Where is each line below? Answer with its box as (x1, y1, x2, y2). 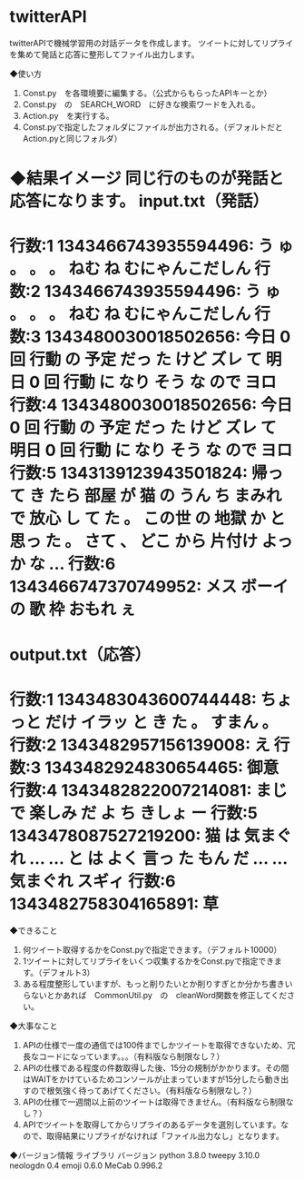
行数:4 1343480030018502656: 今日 (9, 395, 293, 415)
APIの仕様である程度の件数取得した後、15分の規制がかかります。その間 (22, 1063, 289, 1074)
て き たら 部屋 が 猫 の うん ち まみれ (9, 486, 282, 506)
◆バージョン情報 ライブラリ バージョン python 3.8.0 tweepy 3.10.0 (9, 1150, 260, 1161)
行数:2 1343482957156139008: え (9, 734, 270, 755)
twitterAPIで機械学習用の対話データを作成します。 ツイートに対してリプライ (9, 37, 294, 48)
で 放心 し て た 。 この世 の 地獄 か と (9, 509, 286, 529)
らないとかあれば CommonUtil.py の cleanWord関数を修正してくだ (22, 990, 288, 1001)
